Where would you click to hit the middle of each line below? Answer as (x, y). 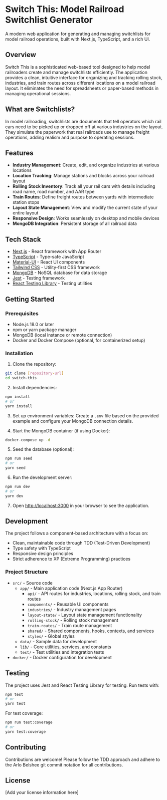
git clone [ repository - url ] (35, 373)
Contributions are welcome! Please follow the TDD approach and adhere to (83, 759)
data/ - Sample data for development (58, 641)
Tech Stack (23, 239)
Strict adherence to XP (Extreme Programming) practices (71, 559)
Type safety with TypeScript (42, 548)
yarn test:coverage (26, 732)
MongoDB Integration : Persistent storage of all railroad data (74, 223)
